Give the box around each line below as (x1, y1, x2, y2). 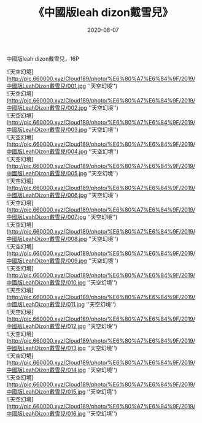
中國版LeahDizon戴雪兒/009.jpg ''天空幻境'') (6, 257, 118, 264)
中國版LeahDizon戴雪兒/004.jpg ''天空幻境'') (6, 148, 118, 155)
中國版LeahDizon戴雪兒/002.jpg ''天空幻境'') (6, 104, 118, 111)
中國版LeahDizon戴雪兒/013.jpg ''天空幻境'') (6, 344, 118, 351)
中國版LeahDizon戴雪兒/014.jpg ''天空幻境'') (6, 366, 118, 373)
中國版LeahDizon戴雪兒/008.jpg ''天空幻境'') (6, 235, 118, 242)
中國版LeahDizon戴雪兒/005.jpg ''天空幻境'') (6, 169, 118, 177)
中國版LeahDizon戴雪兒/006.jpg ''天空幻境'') (6, 191, 118, 199)
